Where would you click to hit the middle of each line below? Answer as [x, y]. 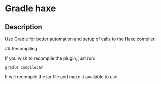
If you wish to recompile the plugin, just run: [50, 58]
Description [24, 27]
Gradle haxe [31, 9]
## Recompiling [21, 49]
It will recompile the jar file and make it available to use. [62, 77]
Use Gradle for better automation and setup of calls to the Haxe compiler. [80, 39]
